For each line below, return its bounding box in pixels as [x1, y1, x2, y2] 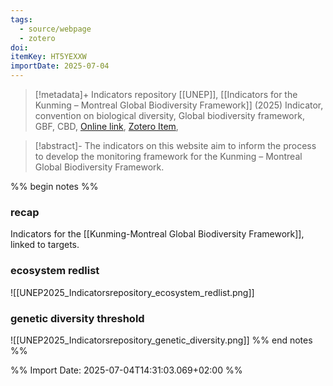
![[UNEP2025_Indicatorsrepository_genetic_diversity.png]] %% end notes [10, 334, 313, 346]
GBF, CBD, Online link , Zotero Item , [34, 121, 179, 132]
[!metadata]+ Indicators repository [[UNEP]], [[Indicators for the [34, 89, 298, 100]
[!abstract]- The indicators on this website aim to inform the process [34, 140, 317, 151]
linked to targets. [10, 239, 80, 251]
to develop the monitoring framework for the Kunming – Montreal [34, 151, 303, 162]
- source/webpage [19, 24, 92, 34]
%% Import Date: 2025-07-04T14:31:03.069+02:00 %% [10, 364, 243, 376]
